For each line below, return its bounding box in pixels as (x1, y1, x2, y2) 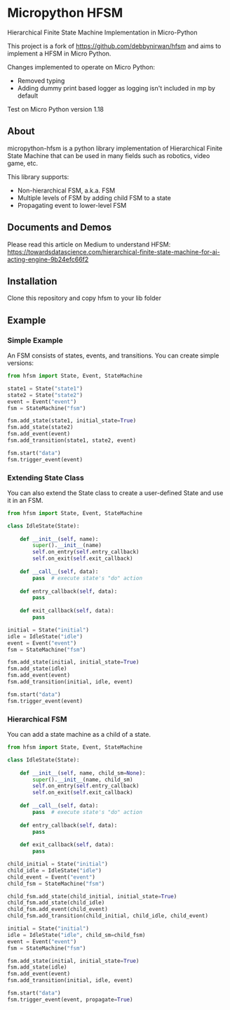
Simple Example (7, 335, 63, 345)
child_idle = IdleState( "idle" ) (7, 867, 102, 874)
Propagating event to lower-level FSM (17, 201, 127, 209)
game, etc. (7, 159, 39, 167)
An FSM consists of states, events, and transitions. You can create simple (7, 351, 219, 360)
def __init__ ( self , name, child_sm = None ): (20, 769, 146, 777)
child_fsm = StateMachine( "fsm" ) (7, 880, 105, 887)
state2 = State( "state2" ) (7, 391, 83, 398)
